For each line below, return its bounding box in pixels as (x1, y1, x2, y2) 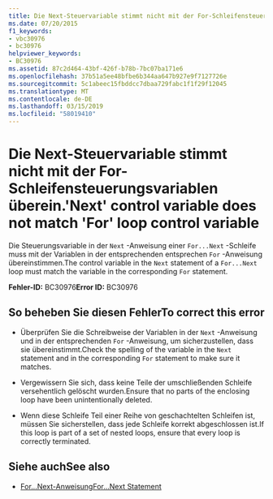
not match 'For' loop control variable (8, 214, 260, 232)
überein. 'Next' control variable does (8, 196, 258, 215)
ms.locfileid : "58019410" (8, 110, 96, 118)
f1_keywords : (8, 27, 53, 35)
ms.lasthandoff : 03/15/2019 (8, 102, 104, 110)
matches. (19, 362, 52, 372)
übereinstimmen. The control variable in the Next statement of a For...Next (8, 257, 258, 268)
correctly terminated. (19, 436, 91, 446)
